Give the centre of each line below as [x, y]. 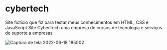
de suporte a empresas [29, 33]
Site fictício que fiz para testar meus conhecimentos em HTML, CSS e [77, 22]
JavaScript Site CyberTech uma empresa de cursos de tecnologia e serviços [84, 27]
